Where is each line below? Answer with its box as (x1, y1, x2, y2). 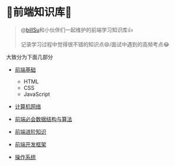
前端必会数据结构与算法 (14, 115, 72, 123)
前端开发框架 (14, 140, 46, 148)
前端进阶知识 (14, 128, 46, 135)
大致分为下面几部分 (6, 53, 53, 60)
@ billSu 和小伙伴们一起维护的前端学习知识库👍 (20, 26, 133, 33)
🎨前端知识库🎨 (6, 5, 72, 19)
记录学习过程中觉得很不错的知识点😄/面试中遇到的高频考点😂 (20, 40, 170, 48)
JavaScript (23, 90, 50, 98)
